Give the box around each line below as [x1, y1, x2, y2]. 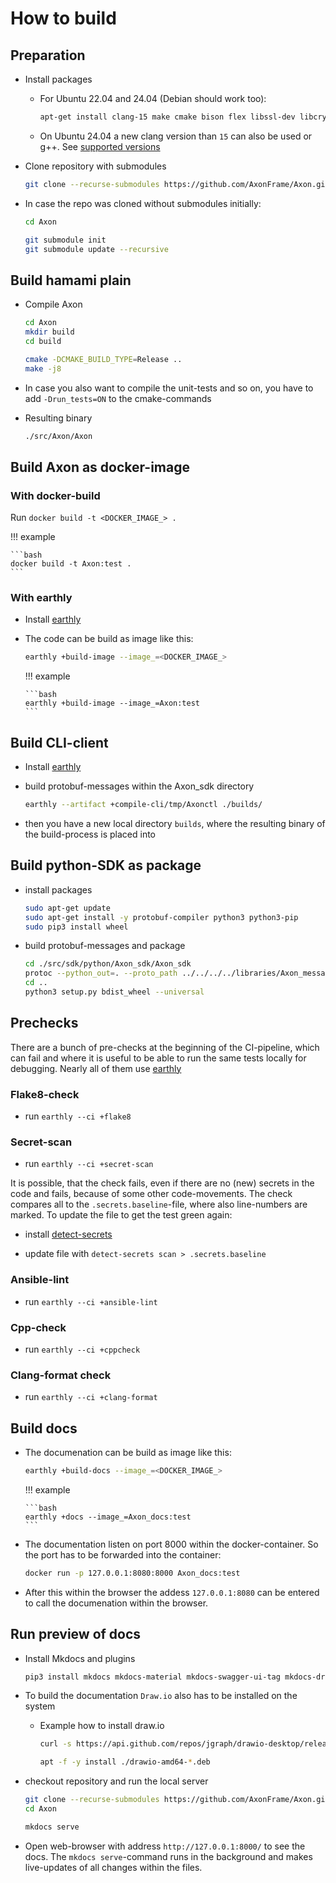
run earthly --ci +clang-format [24, 1391, 158, 1403]
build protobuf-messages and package [24, 940, 186, 952]
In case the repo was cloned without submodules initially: [24, 197, 262, 209]
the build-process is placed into [24, 828, 156, 840]
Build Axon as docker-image [10, 458, 190, 476]
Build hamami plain [10, 272, 132, 289]
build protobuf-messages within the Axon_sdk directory [24, 780, 255, 792]
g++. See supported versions [39, 140, 161, 152]
